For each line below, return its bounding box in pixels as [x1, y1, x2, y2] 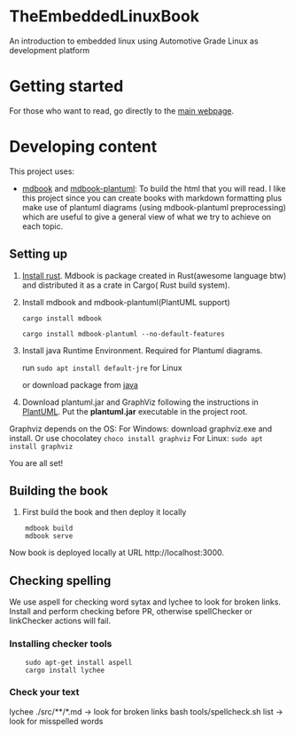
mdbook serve [25, 532, 74, 541]
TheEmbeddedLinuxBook [9, 6, 199, 27]
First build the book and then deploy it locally [21, 507, 187, 518]
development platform [9, 44, 90, 55]
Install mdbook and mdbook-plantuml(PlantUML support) [21, 296, 230, 307]
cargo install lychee [25, 666, 105, 675]
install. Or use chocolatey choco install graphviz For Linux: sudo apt [9, 432, 263, 443]
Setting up [9, 247, 68, 262]
